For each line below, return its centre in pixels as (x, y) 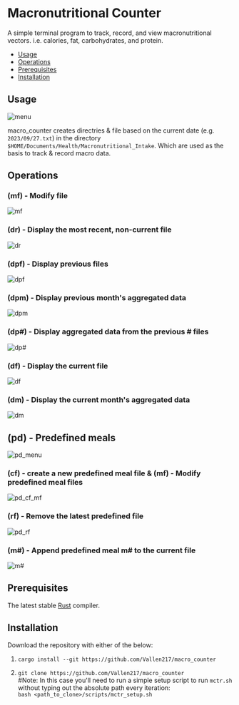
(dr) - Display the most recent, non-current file (90, 230)
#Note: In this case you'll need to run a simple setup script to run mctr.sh (125, 680)
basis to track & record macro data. (59, 153)
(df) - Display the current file (58, 366)
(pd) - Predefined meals (62, 437)
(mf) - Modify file (37, 196)
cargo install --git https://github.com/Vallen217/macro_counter (117, 659)
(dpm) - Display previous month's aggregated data (97, 297)
